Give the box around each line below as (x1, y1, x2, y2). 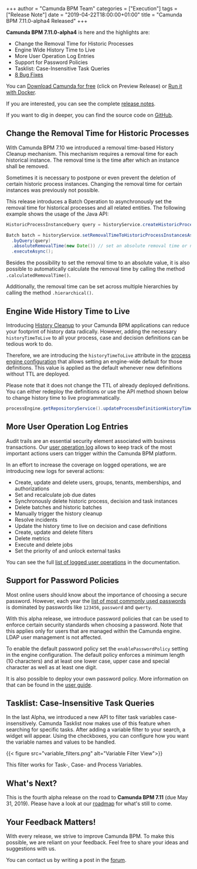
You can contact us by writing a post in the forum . (6, 856, 127, 863)
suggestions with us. (6, 845, 56, 852)
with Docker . (6, 89, 37, 96)
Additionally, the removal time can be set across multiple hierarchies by (6, 283, 179, 290)
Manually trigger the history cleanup (14, 510, 103, 517)
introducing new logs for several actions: (6, 467, 104, 474)
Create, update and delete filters (14, 529, 93, 536)
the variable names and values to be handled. (6, 738, 116, 746)
